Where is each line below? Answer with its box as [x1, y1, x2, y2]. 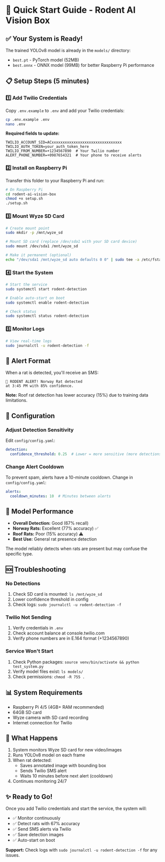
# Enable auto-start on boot [5, 295, 65, 300]
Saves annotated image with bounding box [20, 763, 107, 769]
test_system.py [12, 664, 44, 669]
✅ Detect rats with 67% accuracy [12, 821, 80, 827]
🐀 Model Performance [5, 507, 74, 516]
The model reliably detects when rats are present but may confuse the [5, 546, 147, 552]
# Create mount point [5, 226, 50, 230]
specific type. [5, 551, 33, 557]
